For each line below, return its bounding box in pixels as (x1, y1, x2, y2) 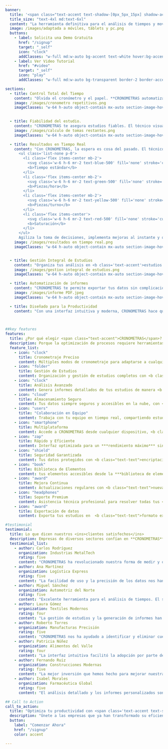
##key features (5, 327, 37, 332)
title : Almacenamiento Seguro (18, 397, 81, 402)
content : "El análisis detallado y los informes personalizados (18, 690, 155, 695)
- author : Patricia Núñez (14, 639, 68, 644)
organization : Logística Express (18, 569, 88, 574)
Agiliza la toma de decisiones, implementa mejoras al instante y (18, 235, 160, 240)
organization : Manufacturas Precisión (18, 625, 99, 630)
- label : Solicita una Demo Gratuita (14, 36, 93, 41)
